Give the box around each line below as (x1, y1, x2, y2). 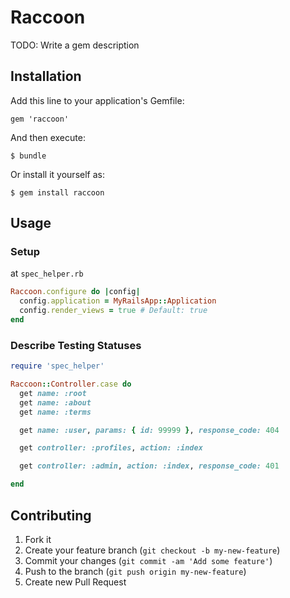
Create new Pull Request (24, 576, 127, 588)
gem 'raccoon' (10, 114, 70, 124)
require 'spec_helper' (10, 361, 105, 371)
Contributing (10, 507, 92, 524)
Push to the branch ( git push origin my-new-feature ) (24, 565, 247, 577)
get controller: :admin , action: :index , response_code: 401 (19, 461, 280, 471)
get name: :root (19, 388, 87, 398)
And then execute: (10, 131, 86, 143)
